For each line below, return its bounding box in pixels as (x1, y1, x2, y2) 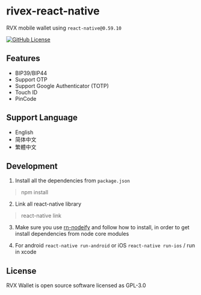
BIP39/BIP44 (14, 69, 47, 77)
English (14, 128, 34, 136)
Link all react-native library (14, 200, 82, 208)
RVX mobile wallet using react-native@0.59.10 (6, 24, 122, 31)
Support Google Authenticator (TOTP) (14, 82, 110, 89)
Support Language (6, 113, 78, 123)
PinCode (14, 95, 37, 102)
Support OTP (14, 75, 48, 83)
